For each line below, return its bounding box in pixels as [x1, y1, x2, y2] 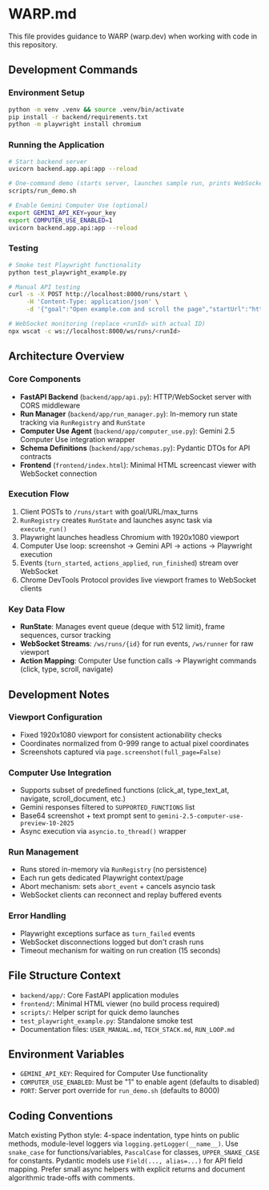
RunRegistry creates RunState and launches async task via [19, 515, 213, 525]
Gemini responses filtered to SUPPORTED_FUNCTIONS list [19, 802, 195, 812]
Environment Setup [8, 87, 86, 99]
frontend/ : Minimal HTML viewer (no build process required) [19, 998, 220, 1008]
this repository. [8, 39, 58, 49]
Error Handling [8, 910, 66, 921]
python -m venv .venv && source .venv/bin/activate [8, 105, 184, 113]
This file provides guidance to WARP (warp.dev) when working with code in [8, 31, 258, 41]
